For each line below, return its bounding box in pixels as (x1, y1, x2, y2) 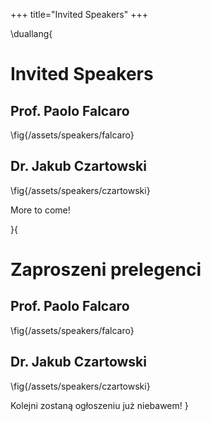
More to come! (10, 204, 71, 216)
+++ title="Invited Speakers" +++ (10, 9, 148, 20)
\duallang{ (10, 28, 53, 39)
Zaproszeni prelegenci (10, 259, 202, 281)
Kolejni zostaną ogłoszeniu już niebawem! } (10, 399, 189, 411)
